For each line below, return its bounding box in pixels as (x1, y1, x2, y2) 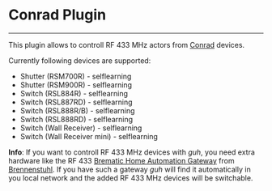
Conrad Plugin (8, 6, 107, 24)
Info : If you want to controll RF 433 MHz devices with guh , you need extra (8, 147, 255, 157)
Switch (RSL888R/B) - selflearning (19, 105, 135, 115)
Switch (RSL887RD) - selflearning (19, 97, 133, 107)
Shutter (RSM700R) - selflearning (19, 71, 132, 81)
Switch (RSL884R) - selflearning (19, 88, 128, 98)
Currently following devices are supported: (8, 55, 151, 66)
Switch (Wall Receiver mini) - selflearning (19, 131, 158, 141)
